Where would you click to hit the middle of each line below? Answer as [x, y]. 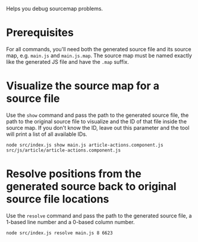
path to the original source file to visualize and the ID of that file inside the [97, 121]
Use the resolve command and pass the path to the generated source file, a [99, 215]
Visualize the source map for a [83, 86]
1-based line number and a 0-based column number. [70, 222]
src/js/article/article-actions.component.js [63, 150]
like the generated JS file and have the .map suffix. [67, 61]
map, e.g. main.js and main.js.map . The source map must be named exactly [99, 55]
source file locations [58, 199]
